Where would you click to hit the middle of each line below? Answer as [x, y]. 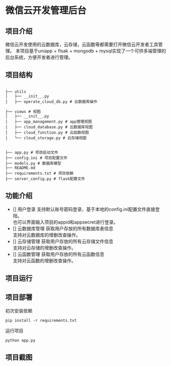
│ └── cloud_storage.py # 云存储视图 [46, 138]
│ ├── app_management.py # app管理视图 [49, 121]
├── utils [16, 91]
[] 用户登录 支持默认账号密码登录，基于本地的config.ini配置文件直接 [84, 209]
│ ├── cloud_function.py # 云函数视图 [47, 132]
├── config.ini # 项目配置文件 [36, 158]
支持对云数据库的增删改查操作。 [46, 235]
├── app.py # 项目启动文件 [32, 152]
